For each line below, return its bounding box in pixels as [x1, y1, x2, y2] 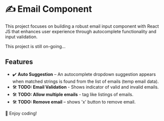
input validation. [5, 34, 38, 40]
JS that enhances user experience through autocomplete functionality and [5, 28, 157, 34]
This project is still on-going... [5, 43, 66, 49]
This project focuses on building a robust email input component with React [5, 23, 159, 29]
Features [5, 58, 33, 66]
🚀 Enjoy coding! [5, 110, 37, 116]
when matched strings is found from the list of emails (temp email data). [12, 78, 159, 84]
